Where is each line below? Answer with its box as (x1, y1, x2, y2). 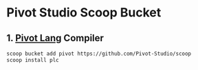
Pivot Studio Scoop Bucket (6, 5, 162, 21)
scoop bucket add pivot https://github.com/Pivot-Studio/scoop (6, 50, 192, 57)
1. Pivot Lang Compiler (6, 32, 104, 44)
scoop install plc (6, 56, 59, 63)
